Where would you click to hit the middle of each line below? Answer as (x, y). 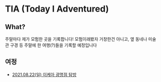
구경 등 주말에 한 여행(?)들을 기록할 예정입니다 (53, 45)
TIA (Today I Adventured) (57, 9)
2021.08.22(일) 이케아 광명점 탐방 (44, 74)
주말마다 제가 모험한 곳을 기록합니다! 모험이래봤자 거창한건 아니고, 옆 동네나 (76, 39)
